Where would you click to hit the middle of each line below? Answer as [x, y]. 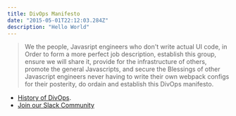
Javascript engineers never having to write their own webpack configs [127, 77]
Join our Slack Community [56, 105]
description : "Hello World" [49, 27]
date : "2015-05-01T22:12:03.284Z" [58, 20]
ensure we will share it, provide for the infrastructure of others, [116, 62]
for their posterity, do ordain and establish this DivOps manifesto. [119, 84]
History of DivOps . [44, 98]
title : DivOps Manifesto [44, 14]
